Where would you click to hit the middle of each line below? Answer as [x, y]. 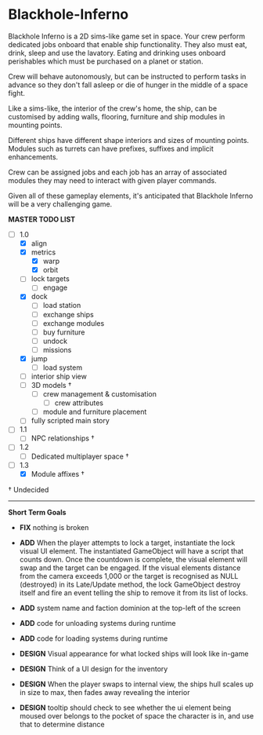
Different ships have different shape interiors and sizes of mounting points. [128, 140]
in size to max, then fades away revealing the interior [104, 692]
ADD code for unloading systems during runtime [97, 623]
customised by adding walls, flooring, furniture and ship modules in [117, 116]
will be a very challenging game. [60, 204]
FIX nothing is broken [54, 527]
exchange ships [68, 314]
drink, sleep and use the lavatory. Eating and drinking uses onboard [117, 53]
